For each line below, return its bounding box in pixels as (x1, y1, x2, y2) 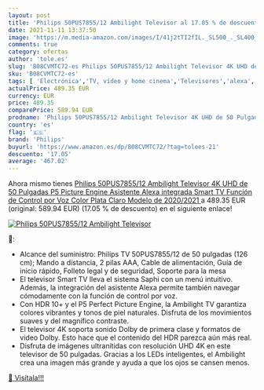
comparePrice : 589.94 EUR (8, 107, 93, 115)
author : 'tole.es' (8, 56, 68, 64)
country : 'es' (8, 121, 55, 129)
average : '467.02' (8, 158, 68, 166)
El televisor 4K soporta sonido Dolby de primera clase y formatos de (19, 325, 241, 334)
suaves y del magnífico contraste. (19, 316, 130, 326)
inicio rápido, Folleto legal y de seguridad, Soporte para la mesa (19, 266, 226, 275)
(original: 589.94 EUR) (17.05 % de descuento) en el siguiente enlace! (8, 204, 233, 213)
